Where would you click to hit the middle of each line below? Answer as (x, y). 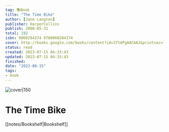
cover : (12, 43)
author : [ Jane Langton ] (30, 19)
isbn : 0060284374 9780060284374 (39, 38)
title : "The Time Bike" (30, 15)
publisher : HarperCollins (32, 24)
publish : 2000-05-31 (27, 29)
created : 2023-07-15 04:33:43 (37, 52)
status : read (19, 47)
